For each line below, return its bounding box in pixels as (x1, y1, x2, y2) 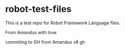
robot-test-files (5, 3, 72, 15)
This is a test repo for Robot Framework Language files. (5, 20, 121, 26)
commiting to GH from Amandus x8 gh (5, 39, 85, 45)
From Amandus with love (5, 29, 57, 35)
